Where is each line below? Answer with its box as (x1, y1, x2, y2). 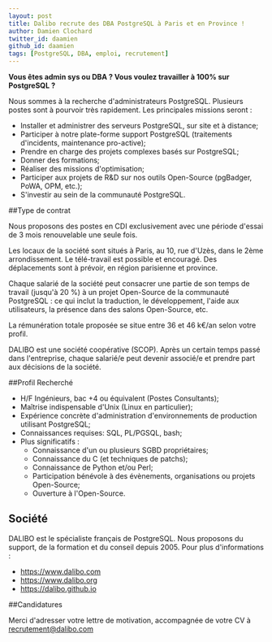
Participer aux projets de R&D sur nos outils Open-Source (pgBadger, (19, 172, 253, 182)
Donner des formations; (19, 155, 100, 165)
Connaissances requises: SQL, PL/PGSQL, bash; (19, 428, 183, 437)
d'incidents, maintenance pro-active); (19, 138, 146, 147)
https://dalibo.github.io (19, 583, 97, 593)
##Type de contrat (8, 206, 71, 215)
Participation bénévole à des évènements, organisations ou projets (32, 471, 256, 480)
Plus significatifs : (19, 436, 80, 446)
